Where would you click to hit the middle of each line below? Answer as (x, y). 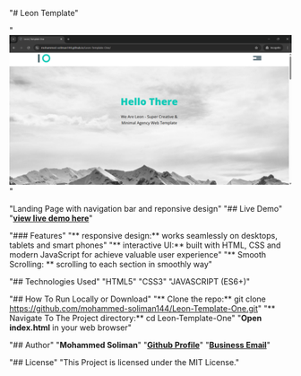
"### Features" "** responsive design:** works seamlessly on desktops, (143, 235)
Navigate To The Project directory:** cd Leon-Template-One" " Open (136, 318)
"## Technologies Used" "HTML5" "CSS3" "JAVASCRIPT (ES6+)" (130, 281)
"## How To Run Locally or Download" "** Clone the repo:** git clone (138, 299)
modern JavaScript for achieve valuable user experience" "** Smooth (138, 254)
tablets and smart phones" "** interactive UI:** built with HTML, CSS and (145, 245)
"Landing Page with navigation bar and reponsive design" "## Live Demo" (146, 208)
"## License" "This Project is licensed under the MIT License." (125, 362)
